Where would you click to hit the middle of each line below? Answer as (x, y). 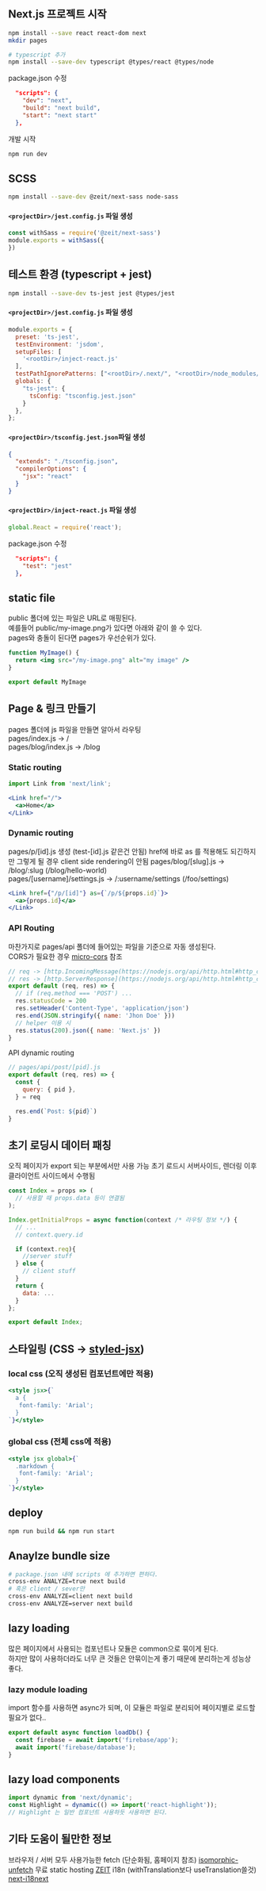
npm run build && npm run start (61, 1531)
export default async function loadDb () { (79, 1733)
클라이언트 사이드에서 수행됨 (52, 1176)
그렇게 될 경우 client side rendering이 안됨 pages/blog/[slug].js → (121, 861)
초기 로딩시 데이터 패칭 (60, 1145)
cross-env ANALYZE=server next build (70, 1604)
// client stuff (49, 1272)
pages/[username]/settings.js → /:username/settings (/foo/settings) (119, 878)
